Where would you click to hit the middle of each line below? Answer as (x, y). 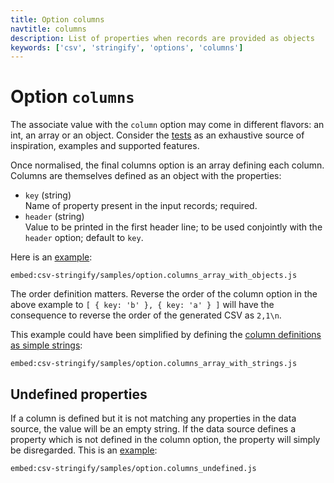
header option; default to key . (84, 238)
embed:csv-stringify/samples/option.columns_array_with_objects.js (154, 276)
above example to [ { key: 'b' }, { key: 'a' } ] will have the (142, 305)
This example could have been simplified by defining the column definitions (166, 335)
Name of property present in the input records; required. (141, 206)
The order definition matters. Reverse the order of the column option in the (164, 294)
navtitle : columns (48, 29)
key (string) (48, 195)
